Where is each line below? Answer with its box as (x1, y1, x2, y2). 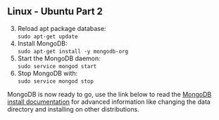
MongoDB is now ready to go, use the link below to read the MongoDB (7, 90, 212, 98)
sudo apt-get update (17, 33, 78, 40)
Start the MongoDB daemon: (17, 54, 101, 62)
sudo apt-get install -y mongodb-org (17, 48, 129, 55)
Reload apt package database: (17, 24, 106, 32)
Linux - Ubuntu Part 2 (7, 6, 104, 18)
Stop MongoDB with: (17, 69, 78, 77)
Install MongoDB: (17, 39, 68, 48)
